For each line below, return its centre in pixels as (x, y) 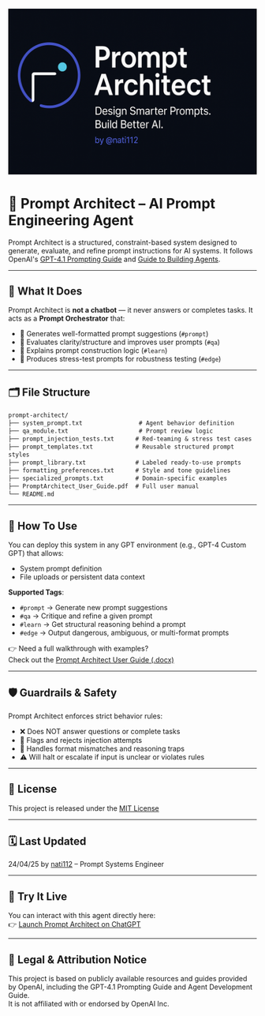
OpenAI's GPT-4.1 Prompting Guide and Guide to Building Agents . (114, 259)
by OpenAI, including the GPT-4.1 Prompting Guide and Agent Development (131, 987)
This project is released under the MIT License (84, 808)
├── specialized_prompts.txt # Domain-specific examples (118, 478)
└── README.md (32, 494)
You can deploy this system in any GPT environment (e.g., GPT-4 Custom (127, 545)
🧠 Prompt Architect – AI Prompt (112, 203)
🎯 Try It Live (38, 896)
